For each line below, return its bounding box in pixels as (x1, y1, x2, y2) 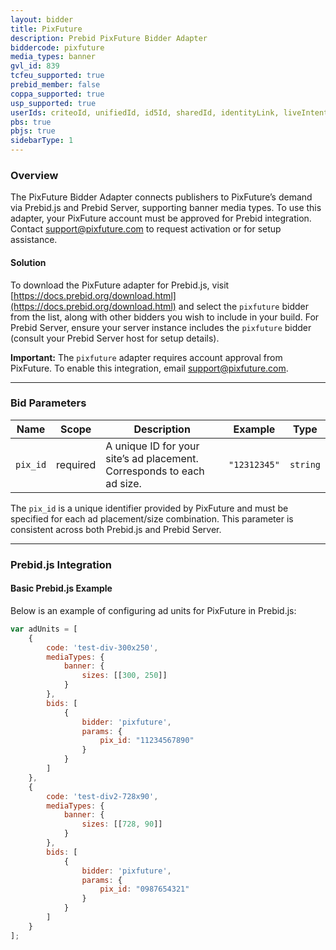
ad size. (105, 476, 142, 490)
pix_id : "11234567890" (99, 736, 195, 746)
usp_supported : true (10, 98, 97, 108)
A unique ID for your (105, 439, 200, 453)
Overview (10, 168, 59, 182)
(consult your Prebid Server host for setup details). (10, 332, 220, 344)
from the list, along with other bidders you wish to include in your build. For (10, 311, 320, 323)
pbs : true (10, 117, 52, 127)
